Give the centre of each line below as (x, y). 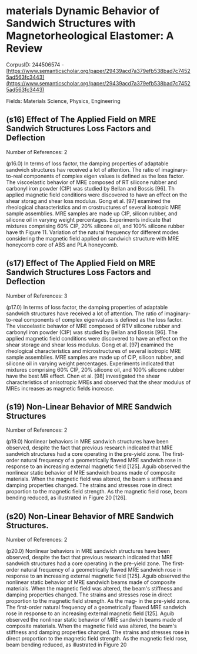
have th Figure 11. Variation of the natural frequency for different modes (93, 232)
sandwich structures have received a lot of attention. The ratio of (85, 313)
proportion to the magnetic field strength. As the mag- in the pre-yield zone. (98, 601)
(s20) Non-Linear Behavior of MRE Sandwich (90, 516)
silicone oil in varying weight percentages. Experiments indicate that (89, 219)
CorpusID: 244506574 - (35, 64)
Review (24, 49)
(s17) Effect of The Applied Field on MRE (81, 263)
